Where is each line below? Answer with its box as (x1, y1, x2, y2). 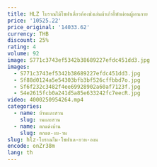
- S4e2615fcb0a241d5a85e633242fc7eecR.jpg (13, 90, 141, 97)
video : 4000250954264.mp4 (7, 97, 83, 104)
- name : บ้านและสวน (13, 109, 64, 117)
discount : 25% (7, 37, 50, 44)
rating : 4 (7, 43, 37, 50)
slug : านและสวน (20, 116, 61, 123)
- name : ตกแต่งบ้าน (13, 122, 62, 130)
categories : (7, 103, 42, 110)
